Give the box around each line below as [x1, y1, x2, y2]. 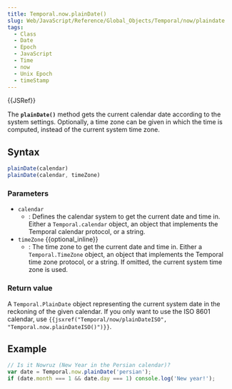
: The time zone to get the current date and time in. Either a [28, 243, 202, 251]
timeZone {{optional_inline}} [17, 235, 99, 243]
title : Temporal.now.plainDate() [7, 10, 107, 18]
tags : [7, 24, 24, 31]
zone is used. [28, 266, 69, 274]
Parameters [7, 188, 49, 198]
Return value [7, 283, 53, 293]
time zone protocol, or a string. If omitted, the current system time [28, 258, 223, 266]
